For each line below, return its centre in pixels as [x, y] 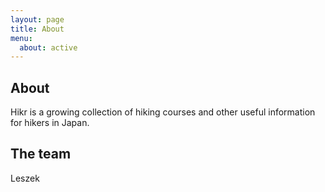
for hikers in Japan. [50, 123]
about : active [48, 47]
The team [41, 154]
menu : [21, 38]
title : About [37, 29]
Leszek [25, 178]
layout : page [37, 19]
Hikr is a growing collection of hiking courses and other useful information [163, 112]
